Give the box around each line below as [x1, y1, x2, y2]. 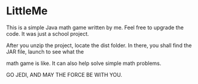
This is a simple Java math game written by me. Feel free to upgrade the [6, 24, 184, 31]
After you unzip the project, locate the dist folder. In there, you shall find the [6, 42, 192, 49]
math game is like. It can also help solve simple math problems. [6, 60, 162, 67]
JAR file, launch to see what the [6, 48, 84, 55]
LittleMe [6, 4, 48, 18]
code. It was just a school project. [6, 30, 89, 37]
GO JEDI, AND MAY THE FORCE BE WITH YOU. [6, 71, 122, 78]
